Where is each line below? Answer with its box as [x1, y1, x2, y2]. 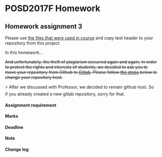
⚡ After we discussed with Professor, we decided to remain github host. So [5, 84, 154, 90]
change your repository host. [5, 75, 63, 80]
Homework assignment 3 [5, 22, 83, 31]
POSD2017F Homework [5, 3, 101, 14]
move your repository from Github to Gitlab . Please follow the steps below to [5, 69, 157, 75]
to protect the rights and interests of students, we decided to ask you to [5, 64, 148, 70]
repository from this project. [5, 40, 61, 46]
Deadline [5, 124, 24, 130]
